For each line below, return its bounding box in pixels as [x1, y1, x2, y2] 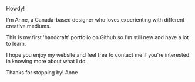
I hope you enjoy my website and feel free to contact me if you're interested [6, 52, 190, 58]
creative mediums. [6, 23, 51, 29]
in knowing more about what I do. [6, 58, 87, 64]
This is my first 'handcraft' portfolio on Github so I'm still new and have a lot [6, 34, 189, 40]
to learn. [6, 40, 26, 47]
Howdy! [6, 5, 25, 12]
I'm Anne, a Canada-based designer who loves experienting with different [6, 16, 185, 23]
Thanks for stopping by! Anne [6, 69, 78, 76]
